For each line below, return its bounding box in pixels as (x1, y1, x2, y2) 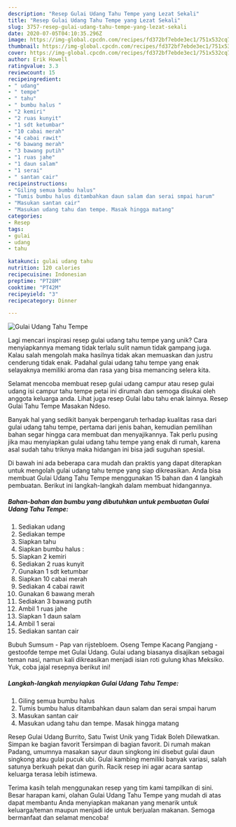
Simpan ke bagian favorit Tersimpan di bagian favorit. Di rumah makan (8, 740, 211, 748)
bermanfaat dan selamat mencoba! (8, 814, 109, 822)
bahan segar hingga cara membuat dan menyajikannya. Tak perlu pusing (8, 430, 218, 439)
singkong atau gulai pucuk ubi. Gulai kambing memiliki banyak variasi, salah (8, 755, 227, 764)
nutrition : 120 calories (8, 265, 81, 272)
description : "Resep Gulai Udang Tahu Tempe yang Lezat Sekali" (8, 10, 200, 18)
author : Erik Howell (8, 56, 69, 63)
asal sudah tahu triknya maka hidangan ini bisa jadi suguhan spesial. (8, 445, 205, 454)
